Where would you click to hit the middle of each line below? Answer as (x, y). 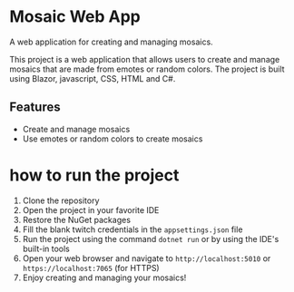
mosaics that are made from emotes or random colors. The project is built (147, 69)
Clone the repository (61, 200)
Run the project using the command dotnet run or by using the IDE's (151, 238)
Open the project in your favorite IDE (91, 209)
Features (35, 107)
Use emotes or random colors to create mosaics (113, 139)
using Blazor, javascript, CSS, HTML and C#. (93, 78)
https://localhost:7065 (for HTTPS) (91, 268)
